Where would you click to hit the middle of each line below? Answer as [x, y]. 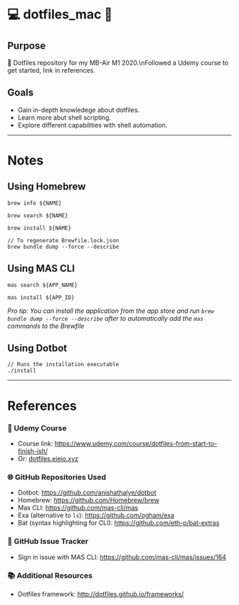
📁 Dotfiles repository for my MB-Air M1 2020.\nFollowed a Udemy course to [118, 63]
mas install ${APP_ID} [41, 297]
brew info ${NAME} [34, 203]
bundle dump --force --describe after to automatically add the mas [106, 318]
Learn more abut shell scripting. [64, 117]
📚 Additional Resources [50, 576]
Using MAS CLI [41, 269]
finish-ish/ [33, 451]
